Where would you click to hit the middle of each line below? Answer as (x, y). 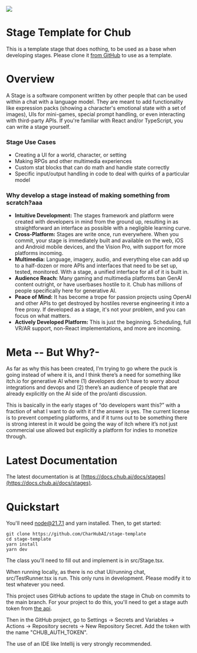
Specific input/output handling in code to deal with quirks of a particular (102, 174)
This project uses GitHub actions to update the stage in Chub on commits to (98, 596)
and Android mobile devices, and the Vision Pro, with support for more (100, 247)
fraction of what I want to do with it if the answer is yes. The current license (98, 412)
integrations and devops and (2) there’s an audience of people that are (92, 387)
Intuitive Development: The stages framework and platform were (94, 216)
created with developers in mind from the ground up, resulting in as (96, 222)
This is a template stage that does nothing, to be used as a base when (91, 49)
